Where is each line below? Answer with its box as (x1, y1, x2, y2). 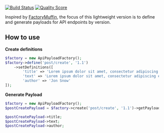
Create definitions (5, 46, 43, 52)
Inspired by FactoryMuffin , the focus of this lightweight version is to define (5, 14, 155, 19)
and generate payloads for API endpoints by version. (5, 19, 111, 25)
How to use (5, 33, 40, 41)
